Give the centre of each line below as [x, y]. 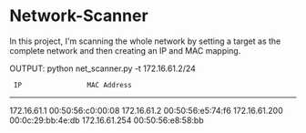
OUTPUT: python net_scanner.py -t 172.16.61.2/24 [102, 68]
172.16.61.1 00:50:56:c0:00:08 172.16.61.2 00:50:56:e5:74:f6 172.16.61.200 [147, 110]
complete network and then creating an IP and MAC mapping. [125, 50]
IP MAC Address [72, 85]
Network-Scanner [79, 16]
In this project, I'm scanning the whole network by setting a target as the [145, 41]
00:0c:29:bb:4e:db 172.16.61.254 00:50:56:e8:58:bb [107, 120]
